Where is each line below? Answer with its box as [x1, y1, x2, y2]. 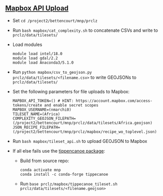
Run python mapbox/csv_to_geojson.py [12, 69, 92, 75]
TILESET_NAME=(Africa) [12, 111, 60, 117]
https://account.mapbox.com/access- [75, 98, 152, 103]
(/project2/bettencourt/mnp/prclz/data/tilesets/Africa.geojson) [12, 120, 152, 125]
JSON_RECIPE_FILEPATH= [12, 125, 60, 130]
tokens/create [12, 103, 42, 108]
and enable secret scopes [44, 103, 99, 108]
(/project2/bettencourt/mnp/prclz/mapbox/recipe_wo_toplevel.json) [12, 129, 157, 134]
